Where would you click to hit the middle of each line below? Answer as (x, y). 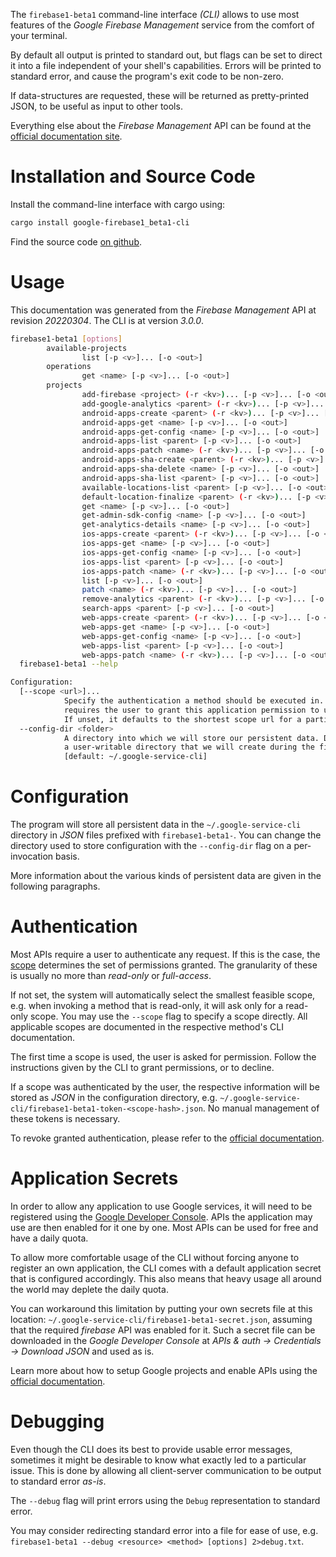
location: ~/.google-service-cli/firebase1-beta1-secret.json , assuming (161, 1319)
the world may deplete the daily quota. (89, 1289)
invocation (32, 856)
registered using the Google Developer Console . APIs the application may (161, 1216)
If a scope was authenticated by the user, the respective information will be (165, 1087)
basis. (67, 856)
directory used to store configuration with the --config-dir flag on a (151, 846)
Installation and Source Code (133, 176)
